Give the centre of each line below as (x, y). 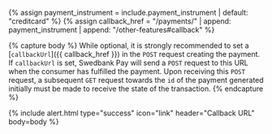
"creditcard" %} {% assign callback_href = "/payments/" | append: (120, 21)
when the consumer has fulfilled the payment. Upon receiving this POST (127, 71)
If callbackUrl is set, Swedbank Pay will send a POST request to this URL (129, 63)
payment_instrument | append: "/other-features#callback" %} (112, 30)
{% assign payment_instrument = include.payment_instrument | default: (128, 13)
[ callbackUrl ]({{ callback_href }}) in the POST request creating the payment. (134, 54)
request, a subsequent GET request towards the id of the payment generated (136, 80)
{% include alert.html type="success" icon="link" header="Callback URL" (132, 113)
